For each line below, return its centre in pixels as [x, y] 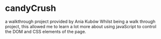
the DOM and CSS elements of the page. [46, 31]
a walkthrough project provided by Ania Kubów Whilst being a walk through [80, 21]
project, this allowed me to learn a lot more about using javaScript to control [81, 26]
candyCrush [31, 8]
